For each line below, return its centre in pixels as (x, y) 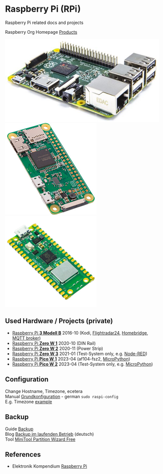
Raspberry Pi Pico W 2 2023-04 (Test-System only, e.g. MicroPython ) (82, 364)
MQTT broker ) (26, 338)
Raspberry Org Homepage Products (41, 32)
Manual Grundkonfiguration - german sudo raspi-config (62, 396)
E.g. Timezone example (29, 402)
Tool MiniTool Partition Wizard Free (40, 439)
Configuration (27, 379)
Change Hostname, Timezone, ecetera (44, 391)
